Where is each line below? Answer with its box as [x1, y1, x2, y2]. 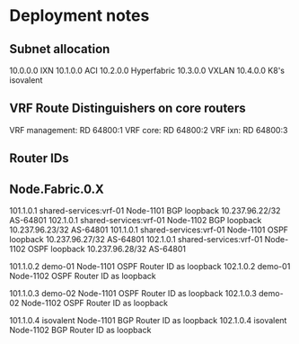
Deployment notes [9, 5, 150, 26]
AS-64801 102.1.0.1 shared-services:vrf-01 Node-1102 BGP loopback [9, 215, 262, 226]
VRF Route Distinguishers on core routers [9, 101, 246, 116]
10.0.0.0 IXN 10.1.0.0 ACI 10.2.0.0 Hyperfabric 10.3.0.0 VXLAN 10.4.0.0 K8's [9, 65, 286, 76]
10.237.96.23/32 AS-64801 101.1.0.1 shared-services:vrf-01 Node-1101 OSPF [9, 224, 289, 235]
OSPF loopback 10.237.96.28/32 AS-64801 [27, 244, 187, 255]
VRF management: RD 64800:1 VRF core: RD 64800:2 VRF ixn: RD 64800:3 [9, 124, 288, 135]
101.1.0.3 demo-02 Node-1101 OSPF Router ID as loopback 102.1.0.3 [9, 288, 258, 299]
